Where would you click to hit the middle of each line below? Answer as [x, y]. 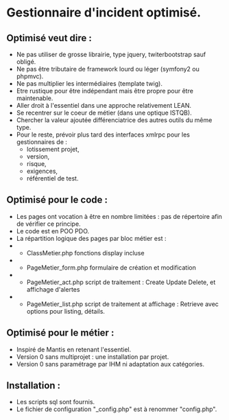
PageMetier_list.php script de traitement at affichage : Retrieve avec [122, 304]
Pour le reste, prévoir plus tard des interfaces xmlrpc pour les [103, 135]
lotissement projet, [53, 149]
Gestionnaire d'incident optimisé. [104, 13]
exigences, [42, 171]
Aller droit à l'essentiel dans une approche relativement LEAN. [104, 105]
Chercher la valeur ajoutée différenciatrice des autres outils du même [114, 120]
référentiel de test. [52, 178]
